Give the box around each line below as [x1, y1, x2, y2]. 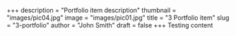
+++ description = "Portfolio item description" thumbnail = [6, 6, 177, 14]
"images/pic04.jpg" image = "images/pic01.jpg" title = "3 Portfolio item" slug [6, 13, 230, 22]
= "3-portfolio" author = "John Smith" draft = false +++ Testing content [6, 21, 213, 29]
